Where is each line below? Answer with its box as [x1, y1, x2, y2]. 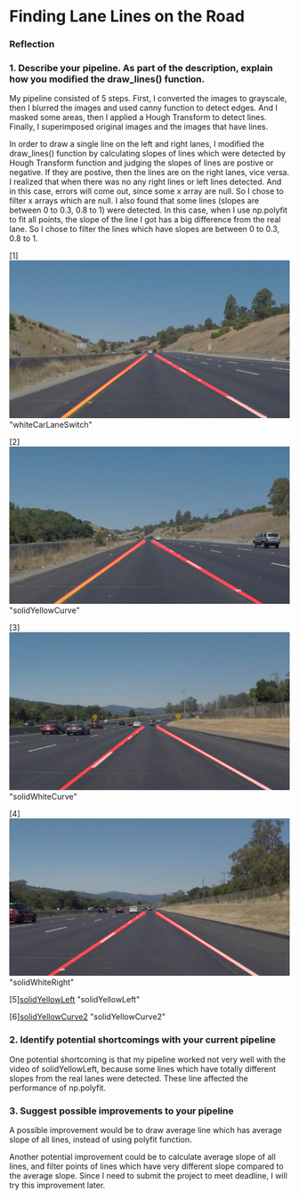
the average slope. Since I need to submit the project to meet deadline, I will [9, 1171, 287, 1180]
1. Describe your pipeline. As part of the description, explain [9, 62, 273, 75]
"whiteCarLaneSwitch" [9, 419, 93, 430]
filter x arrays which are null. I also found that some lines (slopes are [9, 196, 260, 206]
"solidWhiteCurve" [9, 791, 77, 801]
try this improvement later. [9, 1180, 106, 1190]
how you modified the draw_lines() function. [9, 73, 206, 85]
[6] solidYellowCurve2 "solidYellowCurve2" [9, 1011, 166, 1022]
